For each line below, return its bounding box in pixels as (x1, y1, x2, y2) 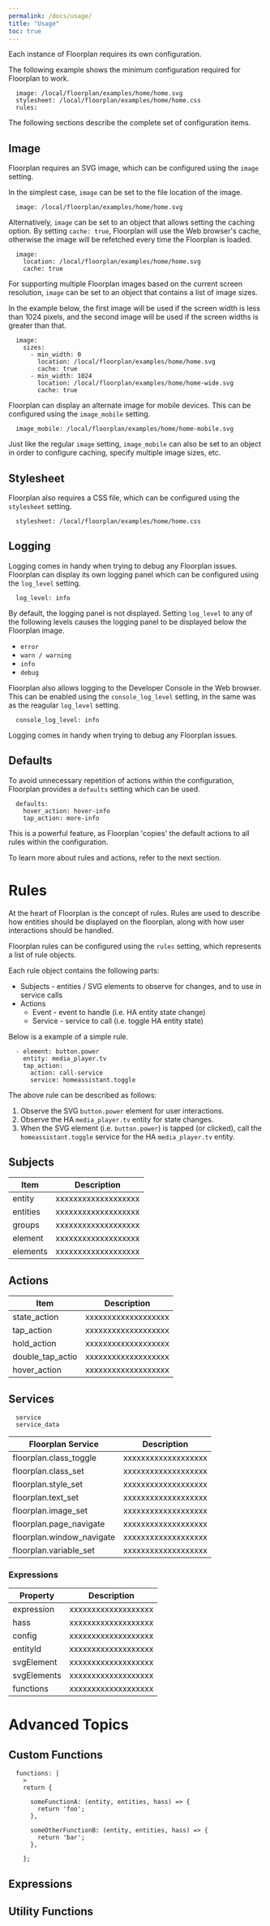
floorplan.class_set (12, 1466, 84, 1476)
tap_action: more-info (23, 814, 100, 822)
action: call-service (29, 1069, 104, 1077)
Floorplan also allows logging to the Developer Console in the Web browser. (8, 682, 262, 692)
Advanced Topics (8, 1715, 129, 1734)
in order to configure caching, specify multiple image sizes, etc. (8, 448, 221, 458)
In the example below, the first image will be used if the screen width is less (8, 303, 261, 313)
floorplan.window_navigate (12, 1532, 116, 1542)
